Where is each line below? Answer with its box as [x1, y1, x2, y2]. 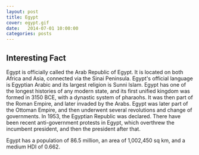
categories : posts [6, 31, 52, 37]
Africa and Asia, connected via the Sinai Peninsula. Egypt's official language [6, 75, 194, 82]
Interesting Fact [6, 53, 67, 63]
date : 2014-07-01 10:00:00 [6, 25, 79, 31]
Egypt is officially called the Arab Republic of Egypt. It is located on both [6, 68, 184, 75]
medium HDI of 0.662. [6, 143, 61, 150]
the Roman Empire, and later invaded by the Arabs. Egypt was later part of [6, 100, 188, 107]
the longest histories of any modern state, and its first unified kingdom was [6, 87, 191, 94]
